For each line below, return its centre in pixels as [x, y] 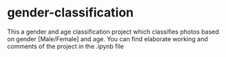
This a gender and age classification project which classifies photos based [113, 32]
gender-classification [71, 13]
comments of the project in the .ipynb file [65, 46]
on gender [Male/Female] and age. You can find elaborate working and [107, 38]
